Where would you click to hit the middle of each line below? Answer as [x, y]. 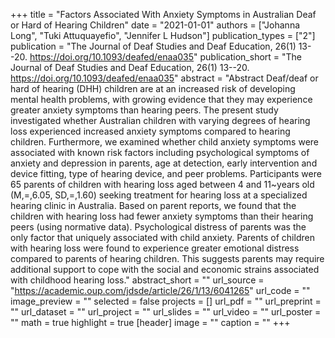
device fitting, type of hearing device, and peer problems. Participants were [166, 173]
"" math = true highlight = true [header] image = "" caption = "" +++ [150, 322]
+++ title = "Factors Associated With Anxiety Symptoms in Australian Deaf [163, 14]
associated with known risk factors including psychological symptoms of [160, 152]
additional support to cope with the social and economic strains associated [165, 269]
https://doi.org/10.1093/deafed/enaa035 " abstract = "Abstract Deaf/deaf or [164, 78]
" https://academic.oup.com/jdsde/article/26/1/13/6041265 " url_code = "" [160, 290]
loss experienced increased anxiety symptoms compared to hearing [150, 131]
